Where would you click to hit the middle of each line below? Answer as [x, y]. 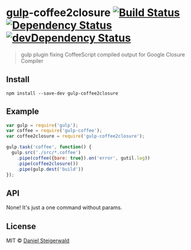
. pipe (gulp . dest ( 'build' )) [50, 169]
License [21, 226]
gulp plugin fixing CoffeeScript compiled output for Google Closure [103, 54]
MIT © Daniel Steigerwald [38, 240]
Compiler [32, 61]
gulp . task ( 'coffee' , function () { [49, 147]
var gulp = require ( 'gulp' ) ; [42, 125]
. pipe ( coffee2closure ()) [48, 164]
